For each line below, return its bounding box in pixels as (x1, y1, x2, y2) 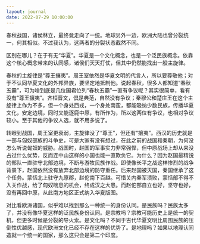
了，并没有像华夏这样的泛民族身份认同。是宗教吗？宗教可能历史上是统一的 (6, 209, 189, 216)
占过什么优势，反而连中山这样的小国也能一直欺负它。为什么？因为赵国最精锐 (6, 152, 194, 159)
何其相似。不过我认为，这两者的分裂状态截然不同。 (16, 39, 142, 46)
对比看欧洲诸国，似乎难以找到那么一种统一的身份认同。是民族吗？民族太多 (6, 201, 189, 209)
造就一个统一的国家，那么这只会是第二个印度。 (6, 231, 121, 239)
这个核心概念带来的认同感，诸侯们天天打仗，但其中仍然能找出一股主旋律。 (6, 59, 189, 66)
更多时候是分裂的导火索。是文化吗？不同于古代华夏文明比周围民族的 (21, 216, 189, 224)
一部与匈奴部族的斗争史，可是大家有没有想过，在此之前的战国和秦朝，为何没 (6, 137, 194, 144)
